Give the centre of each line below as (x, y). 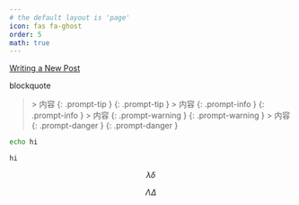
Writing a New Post (45, 68)
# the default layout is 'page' (70, 18)
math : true (30, 43)
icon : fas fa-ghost (46, 26)
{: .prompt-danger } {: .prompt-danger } (105, 126)
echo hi (24, 142)
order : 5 (26, 34)
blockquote (30, 85)
